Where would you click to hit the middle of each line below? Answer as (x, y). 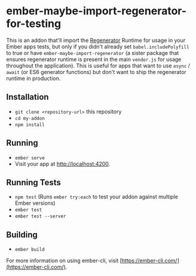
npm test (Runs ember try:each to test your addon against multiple (96, 197)
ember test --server (40, 216)
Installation (27, 97)
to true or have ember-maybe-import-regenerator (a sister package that (93, 53)
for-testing (34, 24)
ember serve (30, 158)
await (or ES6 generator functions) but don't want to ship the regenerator (96, 72)
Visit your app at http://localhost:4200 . (62, 164)
